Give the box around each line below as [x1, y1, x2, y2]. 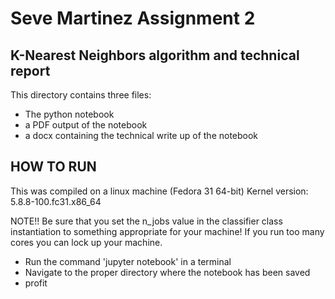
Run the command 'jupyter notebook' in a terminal [24, 255, 232, 267]
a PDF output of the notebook [24, 119, 148, 131]
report [10, 62, 51, 79]
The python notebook [24, 108, 115, 120]
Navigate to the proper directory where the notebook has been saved [24, 266, 311, 278]
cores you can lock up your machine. [10, 236, 163, 248]
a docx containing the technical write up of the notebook [24, 130, 259, 141]
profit [24, 277, 48, 289]
